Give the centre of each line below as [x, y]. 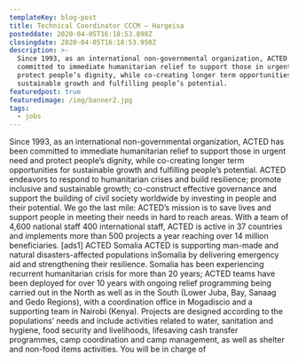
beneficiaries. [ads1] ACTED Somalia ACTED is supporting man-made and [144, 246]
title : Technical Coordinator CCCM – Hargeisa [97, 26]
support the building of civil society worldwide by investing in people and [143, 198]
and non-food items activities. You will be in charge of [108, 349]
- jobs [29, 116]
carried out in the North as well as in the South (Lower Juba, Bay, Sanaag [143, 293]
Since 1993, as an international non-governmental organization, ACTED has [147, 142]
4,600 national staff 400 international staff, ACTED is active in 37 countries [146, 226]
